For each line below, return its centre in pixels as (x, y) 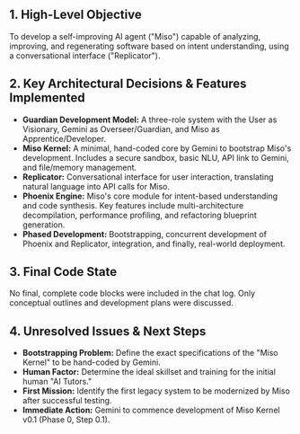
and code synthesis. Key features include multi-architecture (133, 205)
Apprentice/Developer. (64, 138)
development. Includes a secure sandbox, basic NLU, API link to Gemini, (155, 157)
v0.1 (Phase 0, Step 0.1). (66, 420)
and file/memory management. (79, 167)
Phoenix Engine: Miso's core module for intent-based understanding (150, 196)
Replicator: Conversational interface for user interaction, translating (148, 177)
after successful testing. (67, 401)
